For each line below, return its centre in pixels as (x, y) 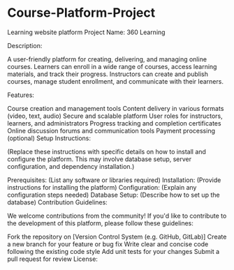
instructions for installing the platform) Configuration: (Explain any (102, 187)
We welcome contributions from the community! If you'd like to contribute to (117, 216)
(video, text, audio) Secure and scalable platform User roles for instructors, (115, 116)
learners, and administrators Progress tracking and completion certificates (114, 123)
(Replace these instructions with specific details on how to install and (107, 151)
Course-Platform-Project (81, 13)
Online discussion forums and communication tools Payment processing (111, 130)
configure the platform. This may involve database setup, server (100, 159)
